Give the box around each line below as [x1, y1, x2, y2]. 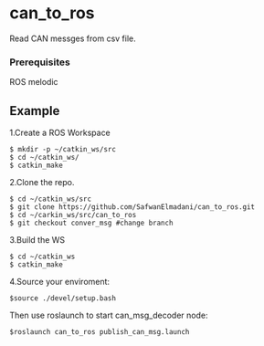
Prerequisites [9, 56, 70, 68]
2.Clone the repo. [9, 177, 75, 188]
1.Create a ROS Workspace [9, 127, 111, 139]
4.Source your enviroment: [9, 277, 111, 288]
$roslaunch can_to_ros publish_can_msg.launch [9, 328, 190, 337]
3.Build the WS [9, 235, 66, 246]
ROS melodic [9, 77, 58, 88]
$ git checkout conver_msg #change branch [9, 218, 174, 228]
